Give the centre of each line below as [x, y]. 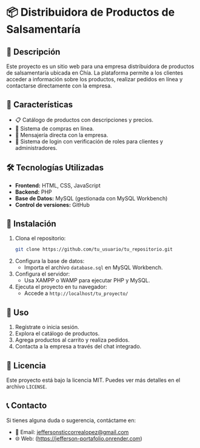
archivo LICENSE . [27, 386]
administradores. [36, 148]
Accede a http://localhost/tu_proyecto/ [76, 293]
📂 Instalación [31, 224]
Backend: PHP [34, 192]
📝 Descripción [33, 52]
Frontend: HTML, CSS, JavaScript [58, 185]
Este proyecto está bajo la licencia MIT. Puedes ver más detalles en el [93, 380]
